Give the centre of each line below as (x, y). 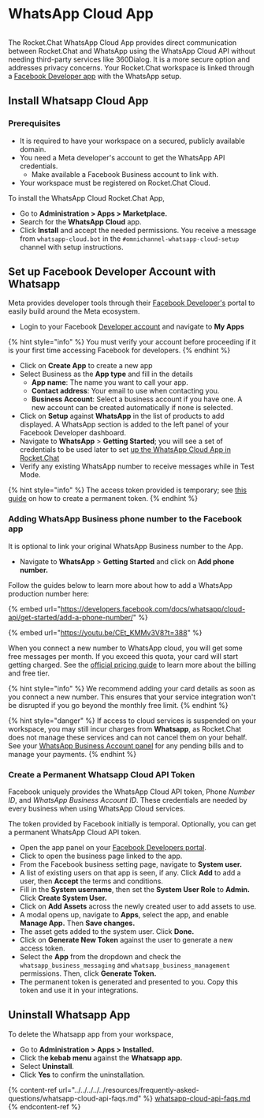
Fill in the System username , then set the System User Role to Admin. (135, 890)
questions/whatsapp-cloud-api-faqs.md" (75, 1098)
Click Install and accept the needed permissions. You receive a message (138, 230)
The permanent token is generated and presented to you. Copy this (129, 982)
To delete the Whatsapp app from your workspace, (91, 1034)
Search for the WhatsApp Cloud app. (80, 221)
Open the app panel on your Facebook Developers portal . (113, 848)
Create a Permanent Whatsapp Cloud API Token (102, 774)
